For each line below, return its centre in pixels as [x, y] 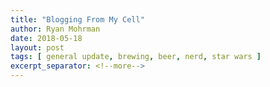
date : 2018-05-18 [46, 38]
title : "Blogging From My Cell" [77, 19]
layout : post [37, 47]
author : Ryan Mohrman [55, 29]
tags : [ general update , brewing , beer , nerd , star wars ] [136, 57]
